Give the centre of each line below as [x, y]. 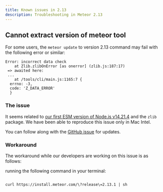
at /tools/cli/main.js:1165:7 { [48, 80]
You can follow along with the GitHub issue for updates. [63, 131]
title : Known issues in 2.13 [36, 10]
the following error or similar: [35, 53]
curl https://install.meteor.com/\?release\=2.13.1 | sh [66, 184]
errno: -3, [21, 84]
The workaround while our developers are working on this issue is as [77, 156]
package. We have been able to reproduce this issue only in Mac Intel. [78, 122]
